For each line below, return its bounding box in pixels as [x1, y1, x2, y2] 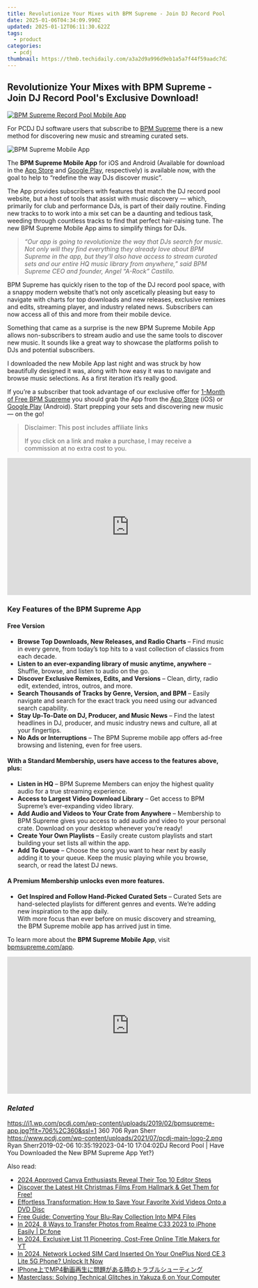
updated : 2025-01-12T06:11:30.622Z [7, 23, 111, 30]
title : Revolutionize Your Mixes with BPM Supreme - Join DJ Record [7, 10, 210, 17]
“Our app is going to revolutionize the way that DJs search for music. [24, 237, 223, 246]
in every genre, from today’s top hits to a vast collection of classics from [17, 645, 225, 653]
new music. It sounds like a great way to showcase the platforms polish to [7, 338, 219, 347]
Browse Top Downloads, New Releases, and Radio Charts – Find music [17, 637, 225, 645]
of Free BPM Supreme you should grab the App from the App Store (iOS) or [7, 395, 223, 403]
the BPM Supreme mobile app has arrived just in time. [17, 922, 172, 930]
